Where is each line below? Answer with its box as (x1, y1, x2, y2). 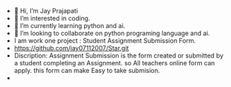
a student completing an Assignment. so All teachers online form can (13, 59, 215, 67)
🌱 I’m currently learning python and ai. (13, 22, 126, 29)
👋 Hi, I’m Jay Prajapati (13, 7, 78, 15)
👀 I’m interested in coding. (13, 14, 90, 22)
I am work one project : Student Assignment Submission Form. (13, 36, 196, 45)
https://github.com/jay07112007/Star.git (13, 44, 129, 52)
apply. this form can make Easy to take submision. (13, 67, 160, 74)
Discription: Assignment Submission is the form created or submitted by (13, 51, 224, 60)
